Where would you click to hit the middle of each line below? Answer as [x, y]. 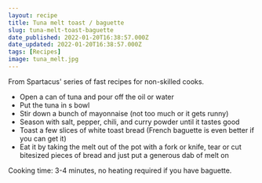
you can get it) [43, 138]
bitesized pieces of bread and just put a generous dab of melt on [124, 155]
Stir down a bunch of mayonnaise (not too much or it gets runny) [124, 113]
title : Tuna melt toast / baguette [66, 23]
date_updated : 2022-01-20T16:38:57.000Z [75, 45]
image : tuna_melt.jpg [44, 60]
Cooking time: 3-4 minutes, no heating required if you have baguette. [120, 170]
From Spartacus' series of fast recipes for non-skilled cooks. [106, 81]
